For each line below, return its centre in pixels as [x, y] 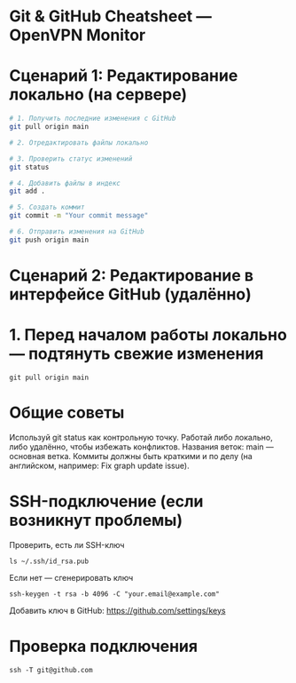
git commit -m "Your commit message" [79, 216]
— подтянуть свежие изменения [136, 354]
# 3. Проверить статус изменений [71, 159]
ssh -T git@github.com [51, 670]
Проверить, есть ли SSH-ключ [67, 544]
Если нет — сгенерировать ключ [71, 577]
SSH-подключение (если [106, 501]
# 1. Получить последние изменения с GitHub [93, 119]
